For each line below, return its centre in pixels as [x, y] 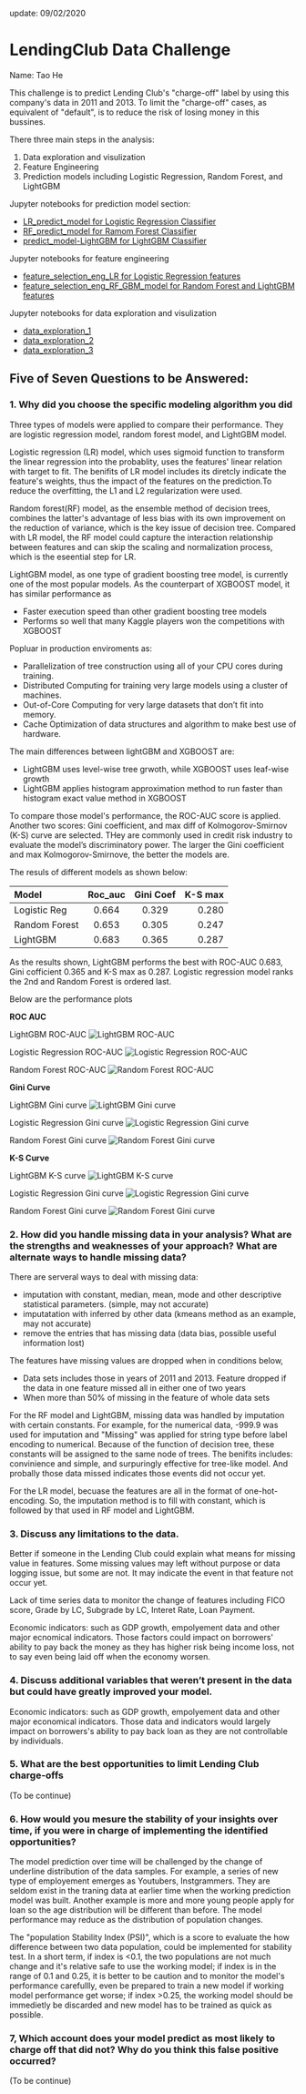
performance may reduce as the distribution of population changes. [137, 1920]
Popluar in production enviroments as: [81, 648]
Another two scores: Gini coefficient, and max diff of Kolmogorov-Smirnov [148, 825]
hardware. [42, 733]
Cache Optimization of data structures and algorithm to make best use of [159, 724]
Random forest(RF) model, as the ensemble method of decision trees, [140, 508]
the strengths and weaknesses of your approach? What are [143, 1245]
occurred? [33, 2061]
